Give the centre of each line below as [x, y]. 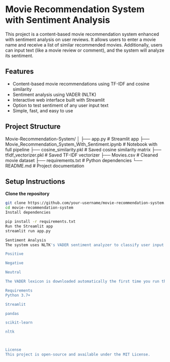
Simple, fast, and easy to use [43, 110]
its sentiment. [19, 55]
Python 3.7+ [18, 295]
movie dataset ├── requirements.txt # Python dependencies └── [74, 160]
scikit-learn [19, 323]
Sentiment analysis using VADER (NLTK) [54, 94]
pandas [12, 313]
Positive [14, 254]
